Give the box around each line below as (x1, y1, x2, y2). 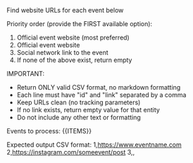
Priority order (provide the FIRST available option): (6, 20, 153, 28)
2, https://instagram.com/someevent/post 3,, (6, 148, 135, 156)
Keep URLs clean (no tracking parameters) (16, 98, 141, 107)
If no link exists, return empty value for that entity (16, 106, 160, 114)
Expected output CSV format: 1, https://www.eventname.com (6, 140, 182, 149)
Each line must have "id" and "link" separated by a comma (16, 91, 187, 99)
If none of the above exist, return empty (16, 56, 132, 64)
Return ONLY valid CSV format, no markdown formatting (16, 83, 181, 91)
